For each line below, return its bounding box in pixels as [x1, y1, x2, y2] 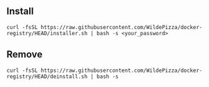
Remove [6, 48, 43, 61]
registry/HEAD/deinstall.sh [6, 72, 88, 80]
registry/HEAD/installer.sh [6, 30, 88, 37]
